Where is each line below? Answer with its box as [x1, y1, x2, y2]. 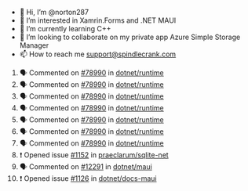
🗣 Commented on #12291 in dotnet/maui [19, 162, 153, 171]
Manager [19, 41, 49, 50]
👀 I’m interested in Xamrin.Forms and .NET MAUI [19, 16, 177, 25]
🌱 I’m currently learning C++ [19, 24, 111, 33]
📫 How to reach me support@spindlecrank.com [19, 49, 177, 59]
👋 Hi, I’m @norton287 [19, 8, 89, 16]
